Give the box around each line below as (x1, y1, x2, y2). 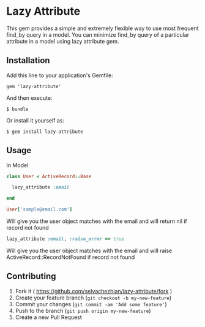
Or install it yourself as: (6, 116, 64, 124)
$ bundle (6, 106, 29, 112)
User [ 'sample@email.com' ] (6, 206, 72, 212)
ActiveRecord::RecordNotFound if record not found (6, 253, 135, 261)
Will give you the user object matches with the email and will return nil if (6, 217, 188, 225)
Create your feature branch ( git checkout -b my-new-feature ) (15, 294, 172, 301)
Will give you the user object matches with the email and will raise (6, 247, 173, 254)
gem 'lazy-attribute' (6, 83, 62, 89)
